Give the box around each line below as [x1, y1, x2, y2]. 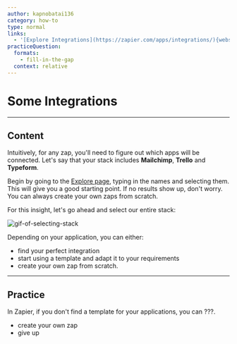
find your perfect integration [17, 247, 100, 255]
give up [17, 328, 40, 337]
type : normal [7, 23, 46, 30]
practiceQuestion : [7, 43, 61, 50]
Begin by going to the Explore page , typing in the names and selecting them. [7, 177, 230, 185]
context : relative [13, 63, 68, 70]
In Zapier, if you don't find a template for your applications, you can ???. [7, 307, 216, 316]
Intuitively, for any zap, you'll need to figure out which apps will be [7, 149, 200, 157]
